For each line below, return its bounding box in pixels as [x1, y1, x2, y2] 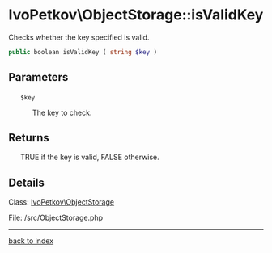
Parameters [8, 70, 69, 84]
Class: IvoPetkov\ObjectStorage [8, 197, 115, 207]
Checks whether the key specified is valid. [8, 32, 150, 42]
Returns [8, 131, 50, 145]
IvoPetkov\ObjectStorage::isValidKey [8, 6, 264, 24]
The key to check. [32, 108, 92, 117]
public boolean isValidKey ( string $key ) [8, 48, 158, 56]
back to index [8, 236, 54, 246]
